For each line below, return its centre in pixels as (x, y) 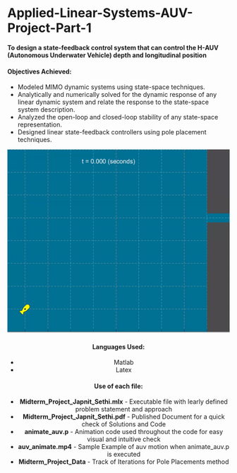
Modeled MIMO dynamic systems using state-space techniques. (111, 87)
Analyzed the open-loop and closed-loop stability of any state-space (118, 117)
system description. (46, 110)
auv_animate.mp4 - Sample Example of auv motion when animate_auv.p (124, 447)
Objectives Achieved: (39, 71)
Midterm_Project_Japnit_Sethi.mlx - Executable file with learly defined (124, 402)
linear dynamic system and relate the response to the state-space (113, 102)
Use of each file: (119, 386)
